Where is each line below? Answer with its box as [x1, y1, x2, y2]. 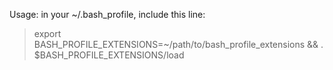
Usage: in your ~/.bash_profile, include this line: [9, 9, 206, 20]
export [33, 28, 62, 39]
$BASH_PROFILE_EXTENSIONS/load [33, 49, 185, 61]
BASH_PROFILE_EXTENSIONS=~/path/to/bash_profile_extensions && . [33, 39, 324, 50]
